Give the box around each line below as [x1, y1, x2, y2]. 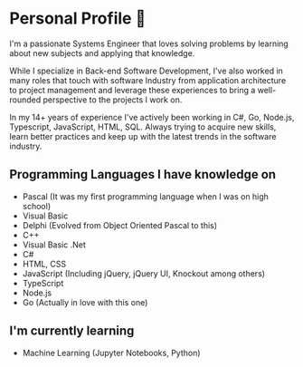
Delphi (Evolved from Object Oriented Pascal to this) [22, 219, 218, 230]
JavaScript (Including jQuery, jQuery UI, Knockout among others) [22, 267, 265, 279]
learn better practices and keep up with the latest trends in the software [9, 130, 277, 141]
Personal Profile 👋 [9, 8, 147, 29]
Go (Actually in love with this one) [22, 296, 148, 307]
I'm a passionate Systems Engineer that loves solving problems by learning [9, 38, 289, 49]
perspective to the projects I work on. [43, 94, 183, 105]
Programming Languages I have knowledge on [9, 167, 277, 182]
